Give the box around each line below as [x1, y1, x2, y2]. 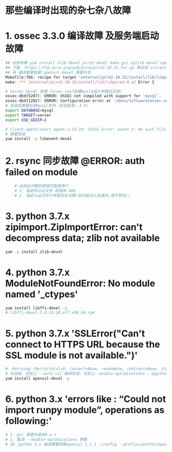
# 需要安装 [5, 132, 26, 137]
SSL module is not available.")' [5, 349, 138, 361]
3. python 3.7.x [5, 210, 70, 222]
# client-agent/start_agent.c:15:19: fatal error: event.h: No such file [5, 126, 166, 132]
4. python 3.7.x [5, 266, 70, 278]
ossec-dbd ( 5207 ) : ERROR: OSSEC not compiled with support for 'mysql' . [5, 94, 161, 99]
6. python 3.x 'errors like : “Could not [5, 393, 166, 405]
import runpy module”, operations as [5, 404, 165, 416]
